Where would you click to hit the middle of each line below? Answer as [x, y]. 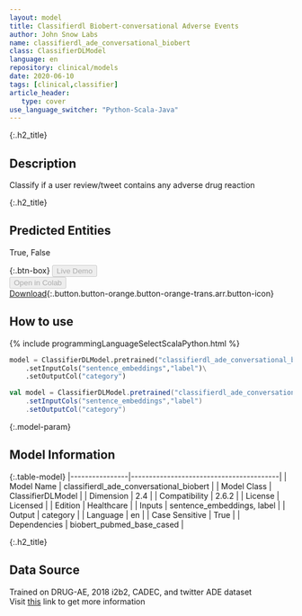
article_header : [40, 93]
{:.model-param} [40, 426]
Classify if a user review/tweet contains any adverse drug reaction [132, 185]
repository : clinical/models [64, 68]
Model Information [62, 455]
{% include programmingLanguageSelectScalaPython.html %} [124, 344]
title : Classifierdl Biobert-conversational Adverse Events [124, 26]
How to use [41, 321]
